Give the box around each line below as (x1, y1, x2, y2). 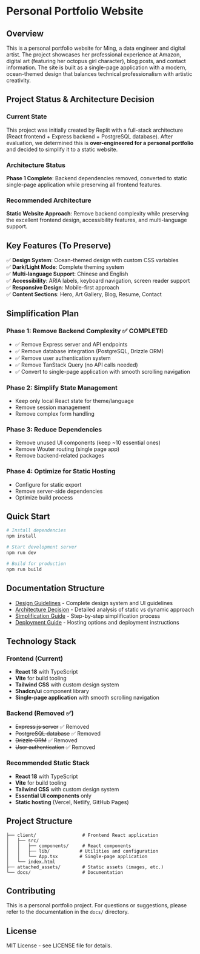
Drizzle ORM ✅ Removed (15, 736, 78, 744)
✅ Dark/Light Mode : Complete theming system (6, 263, 124, 271)
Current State (6, 112, 47, 121)
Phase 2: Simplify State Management (6, 384, 118, 392)
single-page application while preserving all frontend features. (6, 181, 162, 188)
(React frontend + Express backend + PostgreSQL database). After (6, 132, 173, 140)
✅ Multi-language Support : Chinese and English (6, 270, 128, 277)
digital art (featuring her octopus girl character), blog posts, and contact (6, 58, 186, 64)
